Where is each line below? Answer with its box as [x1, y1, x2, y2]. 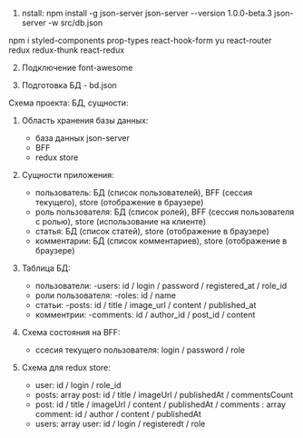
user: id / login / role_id [34, 380, 122, 390]
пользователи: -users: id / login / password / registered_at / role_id [34, 281, 288, 291]
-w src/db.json [47, 17, 103, 28]
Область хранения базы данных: [21, 115, 149, 125]
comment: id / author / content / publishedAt [34, 409, 201, 419]
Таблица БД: [21, 263, 72, 274]
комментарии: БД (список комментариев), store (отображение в [34, 235, 288, 246]
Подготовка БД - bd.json [21, 80, 117, 90]
